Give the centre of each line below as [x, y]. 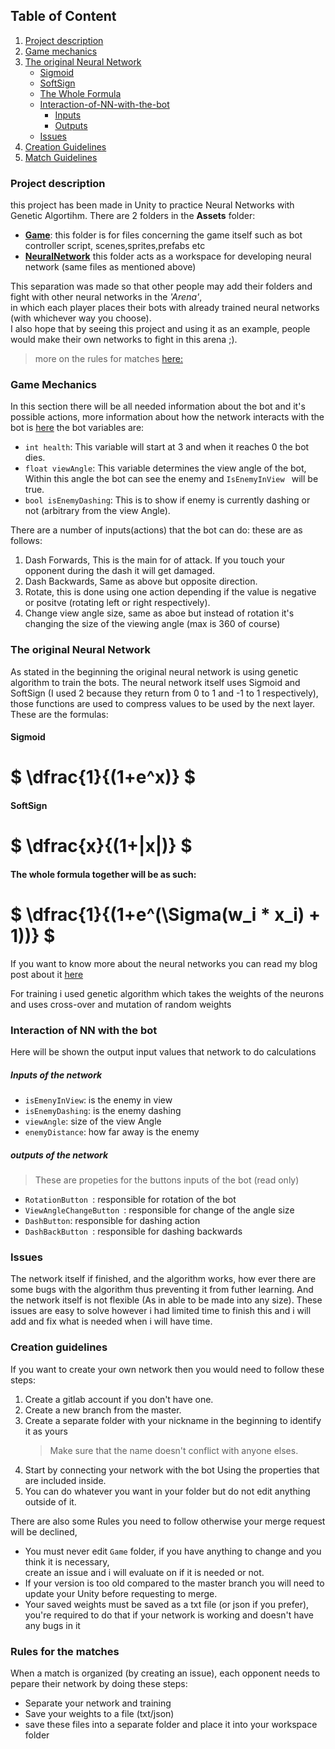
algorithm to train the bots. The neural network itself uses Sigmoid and [155, 682]
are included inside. [65, 1480]
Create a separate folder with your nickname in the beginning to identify [173, 1420]
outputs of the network [59, 1155]
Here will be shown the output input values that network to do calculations [163, 1052]
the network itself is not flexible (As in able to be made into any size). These [166, 1300]
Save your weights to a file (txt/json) [99, 1713]
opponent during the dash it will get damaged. [120, 571]
